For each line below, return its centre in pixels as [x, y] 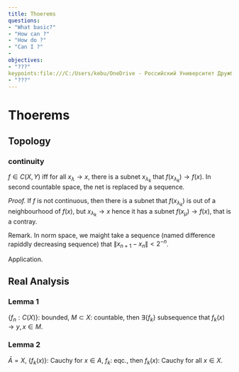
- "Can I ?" [26, 47]
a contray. [23, 221]
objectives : [26, 60]
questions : [24, 21]
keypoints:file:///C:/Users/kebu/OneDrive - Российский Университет [111, 73]
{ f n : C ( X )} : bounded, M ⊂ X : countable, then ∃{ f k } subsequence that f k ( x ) [117, 318]
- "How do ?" [27, 40]
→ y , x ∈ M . [26, 327]
